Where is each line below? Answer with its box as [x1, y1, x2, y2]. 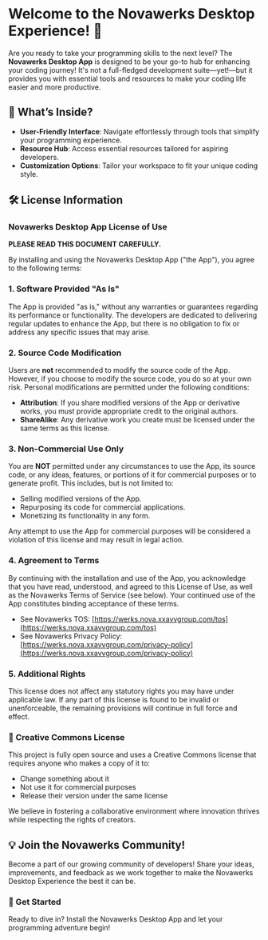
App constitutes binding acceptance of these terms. [8, 598, 179, 608]
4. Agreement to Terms [8, 555, 100, 566]
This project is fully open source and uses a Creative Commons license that [8, 750, 257, 760]
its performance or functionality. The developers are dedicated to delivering [8, 310, 258, 320]
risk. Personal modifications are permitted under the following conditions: [8, 382, 250, 392]
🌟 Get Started [8, 896, 61, 907]
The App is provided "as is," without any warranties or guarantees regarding [8, 302, 258, 311]
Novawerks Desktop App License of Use [8, 222, 167, 233]
